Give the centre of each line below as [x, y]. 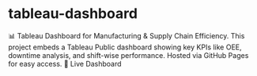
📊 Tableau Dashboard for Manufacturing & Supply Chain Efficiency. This [127, 35]
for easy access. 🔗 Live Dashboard [65, 63]
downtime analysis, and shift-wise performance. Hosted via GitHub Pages [128, 55]
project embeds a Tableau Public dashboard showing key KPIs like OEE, [125, 47]
